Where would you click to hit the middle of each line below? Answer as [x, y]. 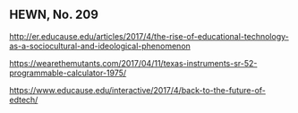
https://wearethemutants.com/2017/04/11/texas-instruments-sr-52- [133, 63]
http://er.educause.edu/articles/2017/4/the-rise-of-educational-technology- [149, 36]
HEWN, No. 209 [54, 15]
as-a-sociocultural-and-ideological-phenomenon [100, 46]
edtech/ [24, 100]
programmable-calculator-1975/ [68, 73]
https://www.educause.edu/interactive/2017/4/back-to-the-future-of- [138, 90]
